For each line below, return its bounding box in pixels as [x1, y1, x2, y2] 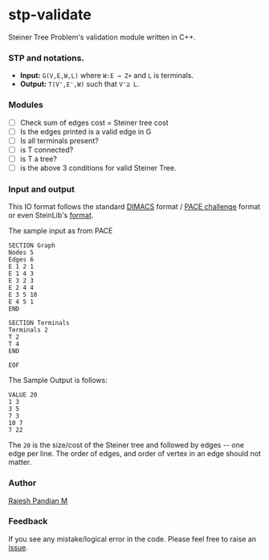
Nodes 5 [8, 249, 35, 257]
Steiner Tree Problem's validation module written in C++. [8, 32, 196, 42]
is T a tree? [19, 154, 58, 163]
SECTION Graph [8, 241, 56, 250]
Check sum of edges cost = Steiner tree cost [19, 117, 169, 127]
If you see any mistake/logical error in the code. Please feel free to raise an [8, 533, 257, 544]
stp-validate [8, 6, 92, 24]
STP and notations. [8, 52, 84, 64]
